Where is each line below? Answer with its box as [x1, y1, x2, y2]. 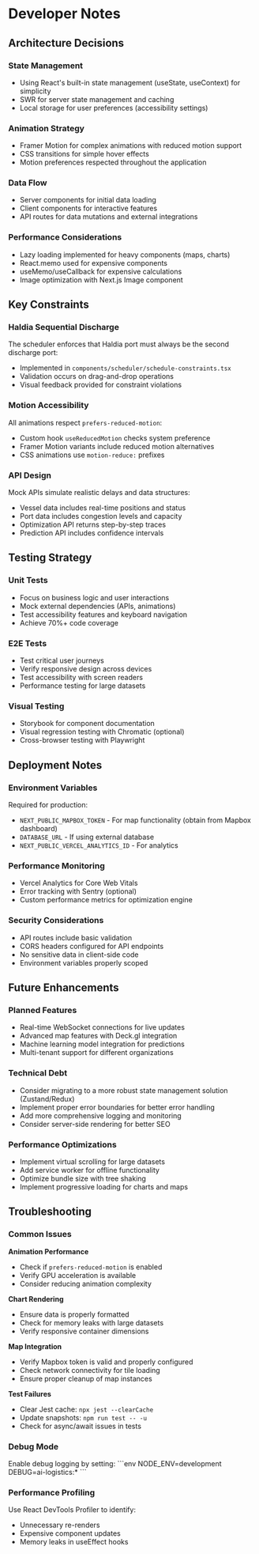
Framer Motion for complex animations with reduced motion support [19, 141, 242, 150]
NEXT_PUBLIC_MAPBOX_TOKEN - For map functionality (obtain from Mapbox [19, 815, 251, 825]
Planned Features [8, 1004, 77, 1015]
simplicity [19, 86, 51, 96]
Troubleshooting [8, 1205, 92, 1219]
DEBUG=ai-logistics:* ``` [8, 1467, 87, 1476]
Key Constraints [8, 298, 89, 312]
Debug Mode [8, 1441, 59, 1452]
